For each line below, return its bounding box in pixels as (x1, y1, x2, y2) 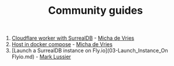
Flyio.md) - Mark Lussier (11, 53, 71, 60)
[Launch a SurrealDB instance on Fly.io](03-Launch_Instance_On (11, 47, 168, 54)
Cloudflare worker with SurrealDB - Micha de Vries (11, 34, 135, 41)
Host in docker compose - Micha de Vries (11, 40, 113, 47)
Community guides (47, 4, 144, 18)
